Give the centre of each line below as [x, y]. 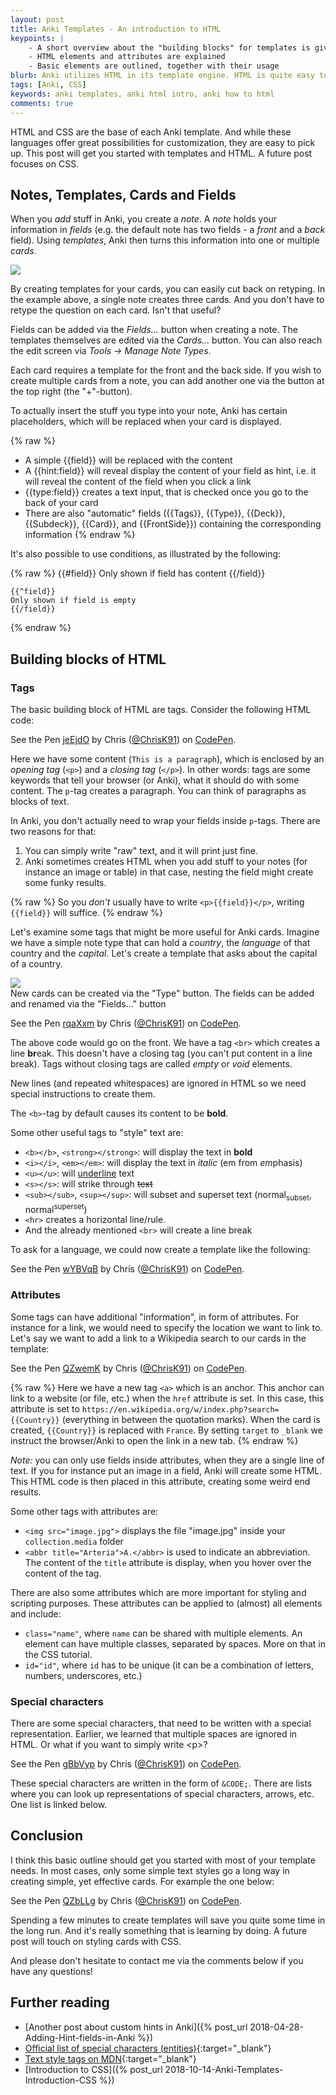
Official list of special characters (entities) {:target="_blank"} [148, 2048]
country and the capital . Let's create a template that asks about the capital [164, 953]
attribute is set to [45, 1408]
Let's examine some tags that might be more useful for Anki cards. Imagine [165, 932]
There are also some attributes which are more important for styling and [158, 1592]
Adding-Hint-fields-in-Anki [80, 2037]
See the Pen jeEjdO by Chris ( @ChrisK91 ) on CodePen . [123, 739]
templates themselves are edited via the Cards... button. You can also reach [166, 340]
